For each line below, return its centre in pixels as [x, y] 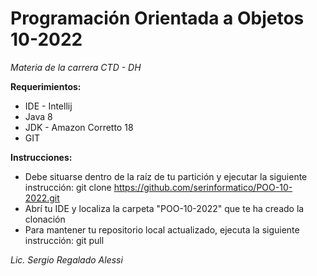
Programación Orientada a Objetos [157, 18]
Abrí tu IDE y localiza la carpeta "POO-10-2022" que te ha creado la [164, 208]
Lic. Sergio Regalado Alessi [66, 259]
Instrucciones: [41, 157]
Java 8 [38, 116]
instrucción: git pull [64, 240]
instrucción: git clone [68, 187]
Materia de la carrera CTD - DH [76, 67]
